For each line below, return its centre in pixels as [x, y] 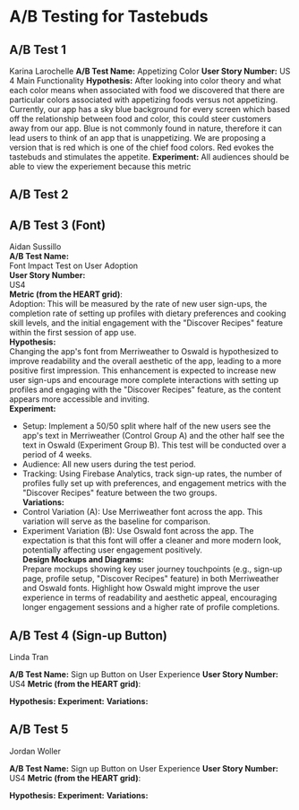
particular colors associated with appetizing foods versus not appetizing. [144, 100]
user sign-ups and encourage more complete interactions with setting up [144, 380]
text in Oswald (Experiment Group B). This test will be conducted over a [154, 445]
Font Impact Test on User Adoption [74, 266]
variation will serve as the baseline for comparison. [116, 521]
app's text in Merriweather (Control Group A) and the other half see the [153, 436]
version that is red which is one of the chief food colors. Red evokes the [142, 147]
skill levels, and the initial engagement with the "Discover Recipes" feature [146, 323]
